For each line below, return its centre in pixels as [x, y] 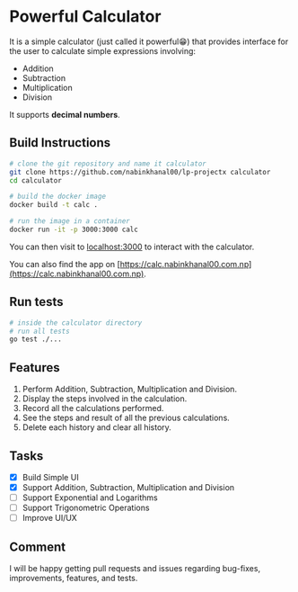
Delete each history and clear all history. [97, 427]
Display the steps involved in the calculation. [105, 399]
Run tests [36, 302]
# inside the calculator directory [76, 323]
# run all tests [39, 331]
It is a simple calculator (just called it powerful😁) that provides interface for [149, 41]
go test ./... [36, 339]
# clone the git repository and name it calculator [108, 164]
